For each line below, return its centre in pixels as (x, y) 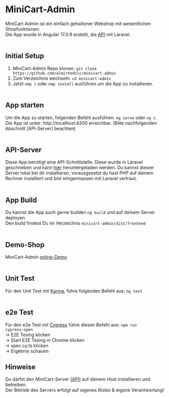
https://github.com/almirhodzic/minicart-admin (64, 73)
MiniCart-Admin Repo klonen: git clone (55, 68)
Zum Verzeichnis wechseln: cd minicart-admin (62, 78)
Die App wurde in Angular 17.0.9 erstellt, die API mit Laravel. (68, 34)
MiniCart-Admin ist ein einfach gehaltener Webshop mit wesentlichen (78, 24)
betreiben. (16, 385)
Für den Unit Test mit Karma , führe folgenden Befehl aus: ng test (74, 291)
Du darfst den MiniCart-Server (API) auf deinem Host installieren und (78, 379)
